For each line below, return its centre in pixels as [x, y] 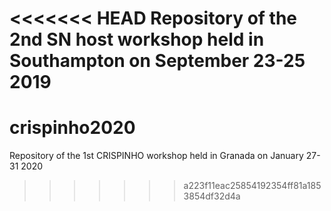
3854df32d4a [212, 196]
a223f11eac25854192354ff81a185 [252, 186]
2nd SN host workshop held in [137, 39]
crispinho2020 [72, 128]
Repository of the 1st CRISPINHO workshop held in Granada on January [156, 156]
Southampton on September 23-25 [157, 61]
